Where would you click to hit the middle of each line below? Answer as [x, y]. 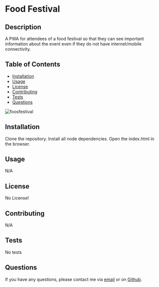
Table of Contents [33, 64]
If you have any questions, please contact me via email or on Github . [74, 279]
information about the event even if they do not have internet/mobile [73, 44]
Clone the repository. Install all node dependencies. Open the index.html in [80, 139]
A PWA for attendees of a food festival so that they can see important [75, 39]
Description [23, 27]
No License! [17, 198]
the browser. [18, 144]
